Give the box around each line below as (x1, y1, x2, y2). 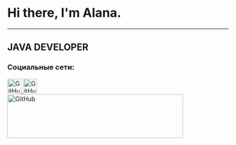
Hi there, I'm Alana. (7, 5, 122, 21)
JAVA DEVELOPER (7, 41, 89, 53)
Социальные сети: (7, 62, 75, 72)
